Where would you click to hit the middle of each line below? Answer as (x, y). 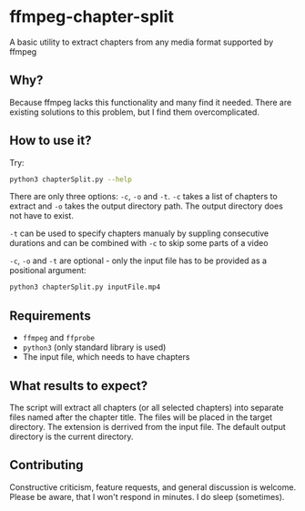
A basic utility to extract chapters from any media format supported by (142, 42)
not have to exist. (42, 216)
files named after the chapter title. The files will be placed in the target (141, 417)
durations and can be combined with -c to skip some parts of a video (139, 243)
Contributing (46, 465)
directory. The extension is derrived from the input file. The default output (148, 426)
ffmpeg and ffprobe (59, 338)
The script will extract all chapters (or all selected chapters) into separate (147, 407)
